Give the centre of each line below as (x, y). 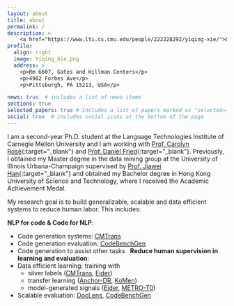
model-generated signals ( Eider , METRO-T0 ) (92, 288)
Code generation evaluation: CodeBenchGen (81, 243)
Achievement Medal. (37, 188)
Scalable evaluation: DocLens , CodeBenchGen (84, 295)
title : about (26, 20)
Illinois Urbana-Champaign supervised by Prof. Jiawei (84, 166)
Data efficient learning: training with (69, 266)
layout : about (28, 14)
